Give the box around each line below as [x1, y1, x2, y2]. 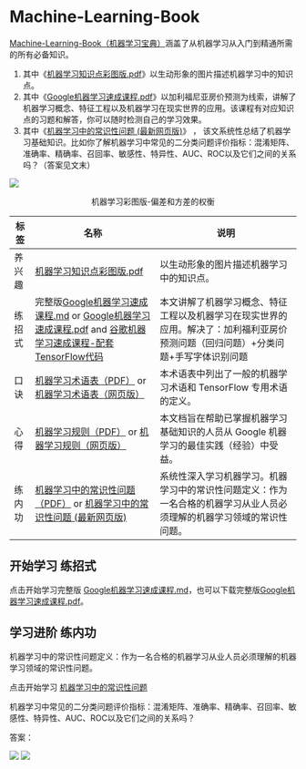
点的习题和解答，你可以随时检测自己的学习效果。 [22, 114, 207, 125]
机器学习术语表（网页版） [35, 387, 145, 400]
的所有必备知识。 [9, 48, 74, 60]
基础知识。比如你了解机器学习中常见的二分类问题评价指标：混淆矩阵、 [30, 137, 294, 148]
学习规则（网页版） [44, 439, 127, 452]
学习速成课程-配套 [35, 336, 115, 349]
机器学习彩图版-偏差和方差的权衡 [90, 196, 216, 207]
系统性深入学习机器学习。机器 [159, 469, 289, 482]
